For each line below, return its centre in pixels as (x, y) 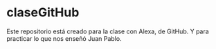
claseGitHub (43, 13)
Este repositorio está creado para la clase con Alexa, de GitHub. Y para (108, 31)
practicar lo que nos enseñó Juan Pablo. (64, 38)
